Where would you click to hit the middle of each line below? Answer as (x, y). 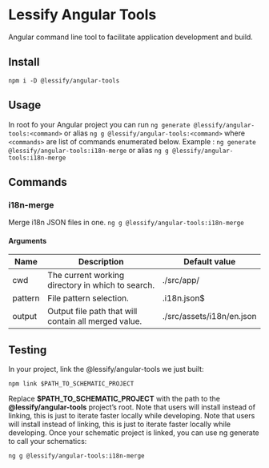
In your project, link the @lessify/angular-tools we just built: (106, 369)
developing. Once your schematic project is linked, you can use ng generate (134, 433)
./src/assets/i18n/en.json (210, 317)
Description (101, 262)
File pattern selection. (88, 298)
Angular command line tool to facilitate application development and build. (131, 37)
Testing (28, 350)
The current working (86, 276)
